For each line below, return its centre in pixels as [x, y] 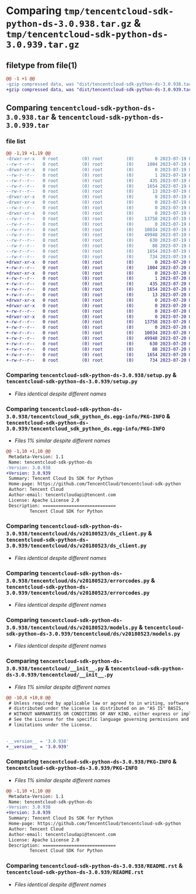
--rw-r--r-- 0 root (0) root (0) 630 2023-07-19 [96, 240]
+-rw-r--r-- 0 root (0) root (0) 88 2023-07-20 [96, 349]
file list [16, 141]
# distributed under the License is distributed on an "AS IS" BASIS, [96, 709]
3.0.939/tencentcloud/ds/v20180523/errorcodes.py [78, 593]
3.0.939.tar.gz [43, 45]
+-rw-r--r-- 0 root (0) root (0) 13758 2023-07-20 [96, 322]
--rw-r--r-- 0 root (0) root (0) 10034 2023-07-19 [96, 229]
